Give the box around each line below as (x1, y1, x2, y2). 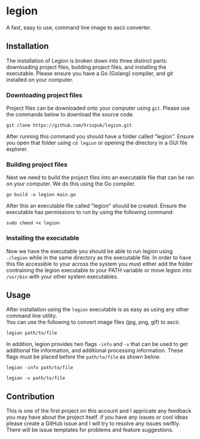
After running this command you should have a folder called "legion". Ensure (6, 133, 195, 140)
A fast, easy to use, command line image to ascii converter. (6, 24, 152, 31)
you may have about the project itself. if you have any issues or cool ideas (6, 413, 188, 421)
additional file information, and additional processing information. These (6, 347, 183, 354)
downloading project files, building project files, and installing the (6, 63, 167, 70)
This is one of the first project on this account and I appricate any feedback (6, 407, 192, 415)
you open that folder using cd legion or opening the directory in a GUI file (6, 139, 188, 147)
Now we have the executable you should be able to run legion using (6, 248, 173, 255)
